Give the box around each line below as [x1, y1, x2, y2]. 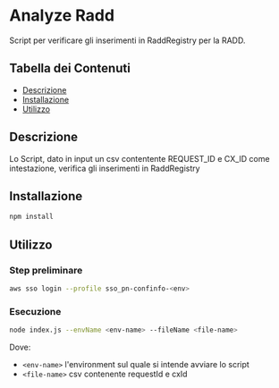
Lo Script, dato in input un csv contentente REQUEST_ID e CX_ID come [9, 153, 270, 164]
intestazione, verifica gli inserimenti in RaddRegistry [9, 163, 200, 173]
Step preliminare [9, 264, 83, 276]
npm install [9, 212, 54, 222]
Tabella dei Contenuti [9, 61, 131, 76]
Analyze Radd [9, 5, 114, 26]
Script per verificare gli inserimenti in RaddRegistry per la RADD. [9, 35, 246, 46]
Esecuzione [9, 305, 62, 317]
